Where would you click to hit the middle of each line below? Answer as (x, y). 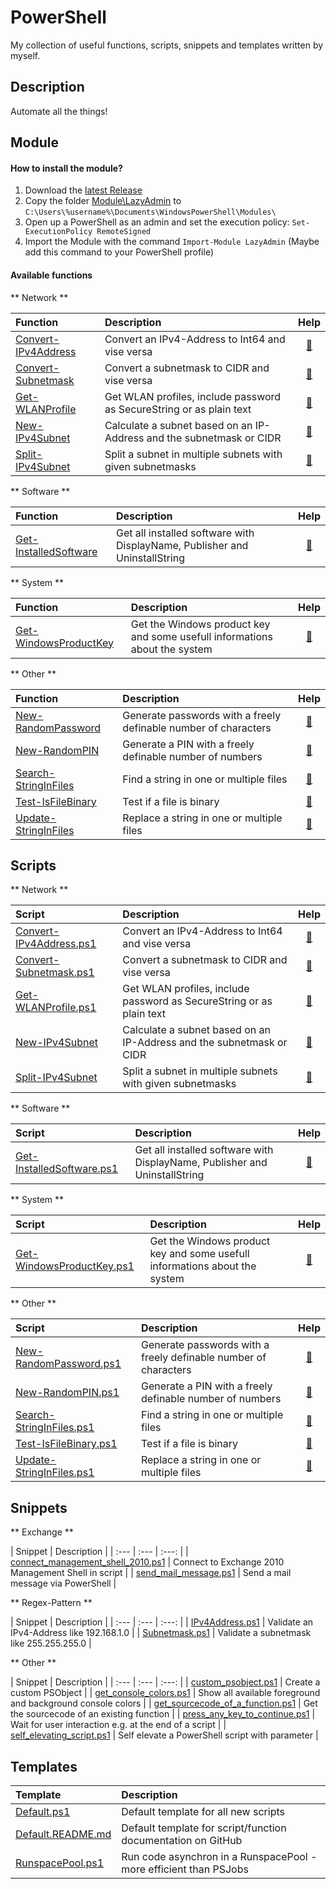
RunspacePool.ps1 (60, 1863)
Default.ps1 (43, 1811)
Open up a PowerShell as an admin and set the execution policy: (157, 222)
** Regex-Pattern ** (51, 1603)
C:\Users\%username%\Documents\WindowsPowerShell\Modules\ (150, 212)
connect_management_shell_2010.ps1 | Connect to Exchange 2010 (147, 1562)
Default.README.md (63, 1834)
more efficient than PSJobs (185, 1869)
